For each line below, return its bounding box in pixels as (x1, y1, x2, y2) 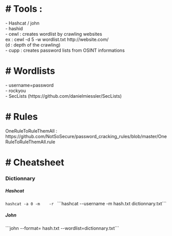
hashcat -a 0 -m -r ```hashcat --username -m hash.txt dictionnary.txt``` (5, 200, 167, 206)
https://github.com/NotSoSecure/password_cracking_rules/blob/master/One (5, 133, 167, 139)
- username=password (5, 82, 54, 88)
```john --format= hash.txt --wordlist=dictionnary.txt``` (5, 225, 120, 231)
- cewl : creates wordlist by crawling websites (5, 31, 103, 37)
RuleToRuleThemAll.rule (5, 139, 55, 145)
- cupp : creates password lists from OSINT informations (5, 47, 125, 53)
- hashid (5, 25, 23, 31)
